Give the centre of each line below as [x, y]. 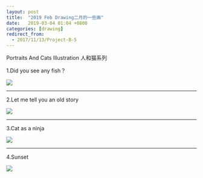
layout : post [23, 12]
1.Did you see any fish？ [36, 71]
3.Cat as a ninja [25, 128]
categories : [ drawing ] [35, 29]
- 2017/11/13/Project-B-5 [44, 40]
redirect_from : [25, 34]
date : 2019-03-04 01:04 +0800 [47, 23]
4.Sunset [18, 157]
